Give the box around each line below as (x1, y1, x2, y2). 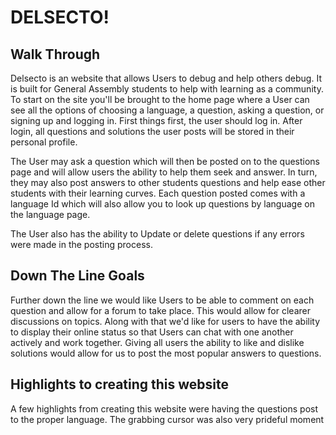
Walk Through (10, 46, 101, 63)
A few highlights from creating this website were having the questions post (10, 402, 318, 415)
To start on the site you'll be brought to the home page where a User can (10, 94, 310, 105)
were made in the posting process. (10, 239, 153, 250)
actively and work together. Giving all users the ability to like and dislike (10, 336, 305, 348)
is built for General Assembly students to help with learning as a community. (10, 83, 324, 95)
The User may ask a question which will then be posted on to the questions (10, 156, 321, 167)
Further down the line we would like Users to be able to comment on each (10, 294, 315, 306)
